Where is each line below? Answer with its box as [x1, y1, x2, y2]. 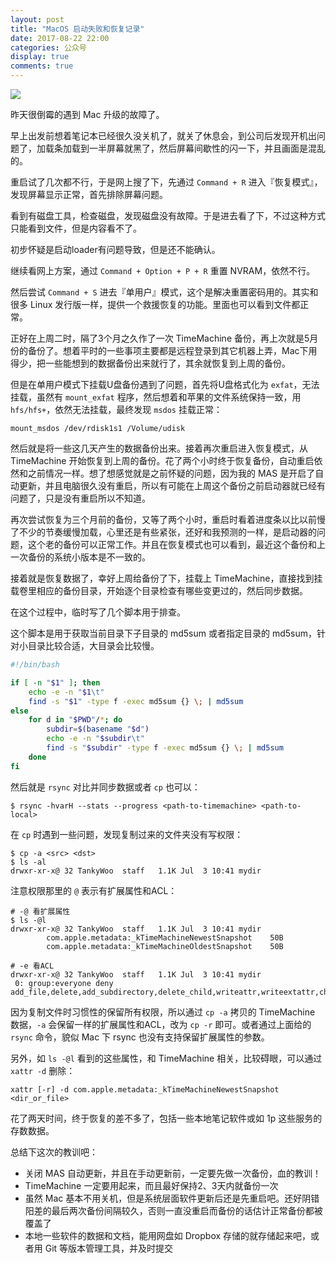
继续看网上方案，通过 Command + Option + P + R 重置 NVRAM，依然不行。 [10, 265, 316, 276]
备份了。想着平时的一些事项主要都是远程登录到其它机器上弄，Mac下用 [27, 345, 318, 356]
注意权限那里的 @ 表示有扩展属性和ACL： [10, 884, 178, 896]
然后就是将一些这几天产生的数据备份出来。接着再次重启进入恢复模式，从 [10, 442, 308, 454]
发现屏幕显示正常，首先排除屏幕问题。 [10, 189, 168, 200]
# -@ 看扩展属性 [10, 906, 71, 916]
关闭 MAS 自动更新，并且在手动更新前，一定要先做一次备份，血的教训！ [24, 1167, 322, 1179]
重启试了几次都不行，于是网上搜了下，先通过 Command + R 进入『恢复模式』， [10, 176, 323, 188]
